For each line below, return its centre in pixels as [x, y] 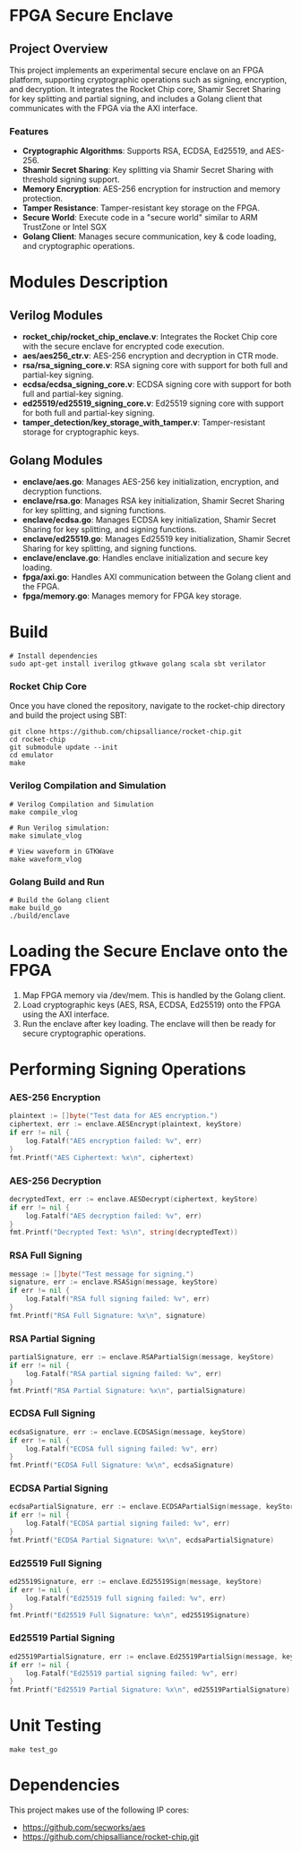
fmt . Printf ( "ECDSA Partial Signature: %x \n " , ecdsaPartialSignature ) [142, 1540]
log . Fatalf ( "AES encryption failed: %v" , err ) [114, 1141]
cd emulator [31, 755]
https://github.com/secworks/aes [84, 1828]
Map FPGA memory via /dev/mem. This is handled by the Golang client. [154, 994]
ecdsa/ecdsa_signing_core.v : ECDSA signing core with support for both [157, 384]
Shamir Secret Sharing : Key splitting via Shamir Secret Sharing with [148, 170]
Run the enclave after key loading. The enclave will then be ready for [149, 1023]
